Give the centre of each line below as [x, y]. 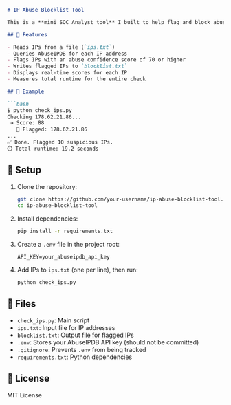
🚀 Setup [24, 170]
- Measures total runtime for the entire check [77, 79]
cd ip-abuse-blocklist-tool [57, 206]
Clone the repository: [47, 186]
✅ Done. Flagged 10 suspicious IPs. [60, 142]
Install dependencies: [47, 219]
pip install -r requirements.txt [65, 231]
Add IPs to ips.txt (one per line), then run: [78, 270]
